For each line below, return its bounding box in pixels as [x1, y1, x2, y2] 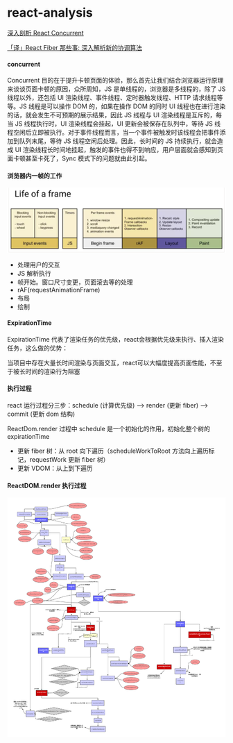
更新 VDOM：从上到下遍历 [17, 464, 93, 473]
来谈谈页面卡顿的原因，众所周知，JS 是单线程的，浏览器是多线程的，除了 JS [7, 85, 226, 93]
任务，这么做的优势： [7, 344, 68, 352]
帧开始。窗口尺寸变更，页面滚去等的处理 [17, 278, 133, 286]
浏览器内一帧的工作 [7, 172, 62, 180]
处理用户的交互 [17, 260, 60, 269]
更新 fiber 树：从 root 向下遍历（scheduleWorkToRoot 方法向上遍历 [17, 446, 209, 456]
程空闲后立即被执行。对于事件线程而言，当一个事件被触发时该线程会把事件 [7, 128, 220, 137]
